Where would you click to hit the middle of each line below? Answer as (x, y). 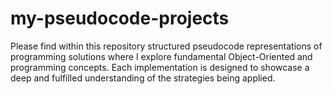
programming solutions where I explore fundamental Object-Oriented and (161, 56)
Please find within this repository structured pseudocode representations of (166, 46)
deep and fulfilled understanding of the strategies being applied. (143, 78)
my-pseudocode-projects (120, 18)
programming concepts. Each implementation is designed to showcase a (160, 67)
